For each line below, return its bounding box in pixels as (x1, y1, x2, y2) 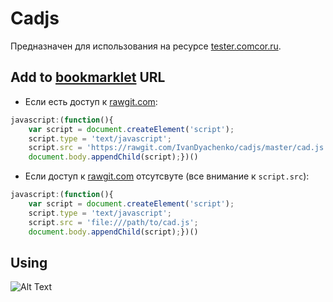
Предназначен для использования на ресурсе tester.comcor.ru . (10, 40, 282, 52)
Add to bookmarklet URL (10, 69, 166, 86)
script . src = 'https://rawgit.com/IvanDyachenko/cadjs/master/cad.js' (28, 143, 329, 153)
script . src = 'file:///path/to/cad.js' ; (28, 217, 199, 227)
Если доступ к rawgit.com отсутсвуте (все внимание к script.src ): (24, 170, 310, 182)
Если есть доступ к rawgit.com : (24, 95, 158, 107)
